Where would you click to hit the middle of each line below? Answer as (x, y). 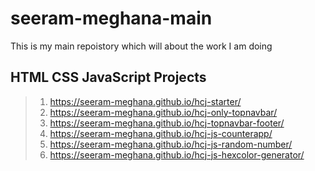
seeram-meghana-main (111, 18)
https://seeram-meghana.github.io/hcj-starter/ (145, 101)
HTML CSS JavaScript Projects (108, 77)
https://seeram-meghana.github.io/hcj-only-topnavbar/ (163, 112)
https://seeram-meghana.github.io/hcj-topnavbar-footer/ (167, 123)
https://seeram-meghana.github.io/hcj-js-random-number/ (171, 144)
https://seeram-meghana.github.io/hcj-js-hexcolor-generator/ (177, 154)
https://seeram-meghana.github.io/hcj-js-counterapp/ (161, 133)
